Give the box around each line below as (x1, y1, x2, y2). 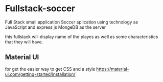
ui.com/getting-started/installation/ (5, 71, 76, 77)
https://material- (96, 66, 129, 72)
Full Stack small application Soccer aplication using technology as (5, 19, 138, 25)
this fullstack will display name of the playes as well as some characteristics (5, 34, 158, 40)
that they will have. (5, 39, 43, 44)
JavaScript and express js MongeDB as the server (5, 24, 106, 30)
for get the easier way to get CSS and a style (5, 66, 95, 72)
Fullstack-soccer (5, 3, 75, 14)
